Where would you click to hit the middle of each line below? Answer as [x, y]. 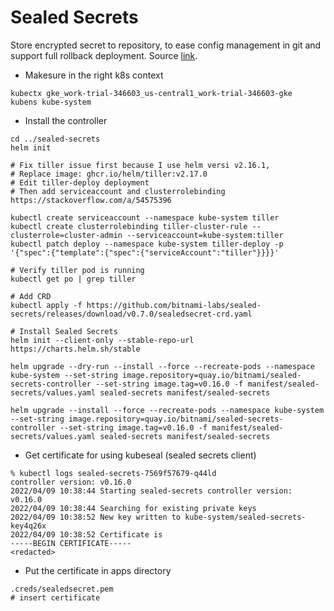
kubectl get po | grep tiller [73, 279]
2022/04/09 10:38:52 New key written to [96, 517]
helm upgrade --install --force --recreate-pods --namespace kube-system [167, 410]
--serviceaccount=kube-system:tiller [205, 235]
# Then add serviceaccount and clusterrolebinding [118, 191]
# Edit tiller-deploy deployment [80, 182]
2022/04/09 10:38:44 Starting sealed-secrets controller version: [151, 491]
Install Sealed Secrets [68, 331]
